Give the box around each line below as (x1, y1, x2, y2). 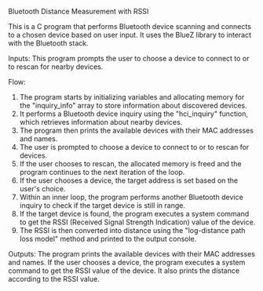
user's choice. (19, 184, 66, 193)
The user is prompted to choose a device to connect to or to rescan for (19, 143, 250, 151)
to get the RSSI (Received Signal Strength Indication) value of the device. (19, 217, 256, 227)
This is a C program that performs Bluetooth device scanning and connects (8, 22, 251, 31)
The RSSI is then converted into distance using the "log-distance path (19, 226, 246, 235)
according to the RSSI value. (8, 275, 100, 283)
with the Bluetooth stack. (8, 38, 89, 48)
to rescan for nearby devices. (8, 62, 104, 71)
